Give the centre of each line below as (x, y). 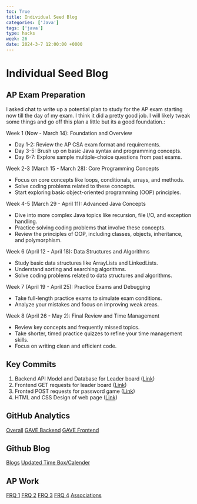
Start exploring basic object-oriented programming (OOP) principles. (98, 192)
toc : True (18, 11)
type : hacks (21, 34)
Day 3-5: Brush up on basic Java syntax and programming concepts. (98, 151)
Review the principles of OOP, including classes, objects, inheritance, (98, 233)
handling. (26, 221)
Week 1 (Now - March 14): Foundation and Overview (69, 133)
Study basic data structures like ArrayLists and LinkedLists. (86, 263)
